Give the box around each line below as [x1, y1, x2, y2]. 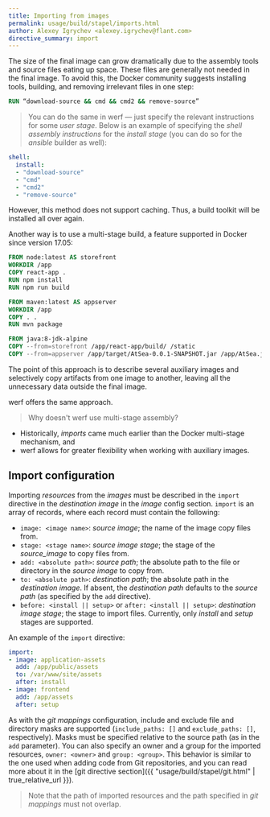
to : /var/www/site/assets [15, 671, 103, 679]
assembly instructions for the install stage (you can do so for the [27, 130, 243, 139]
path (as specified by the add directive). [19, 591, 151, 600]
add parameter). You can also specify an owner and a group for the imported [8, 741, 261, 750]
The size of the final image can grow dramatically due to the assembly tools [8, 56, 259, 66]
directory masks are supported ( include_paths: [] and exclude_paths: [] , [8, 724, 256, 733]
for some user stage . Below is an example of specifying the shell [27, 121, 243, 130]
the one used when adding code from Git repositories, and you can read [8, 757, 247, 767]
